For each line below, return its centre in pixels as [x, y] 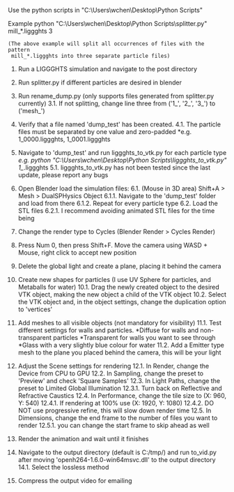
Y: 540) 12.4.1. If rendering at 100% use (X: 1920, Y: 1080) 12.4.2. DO [116, 403]
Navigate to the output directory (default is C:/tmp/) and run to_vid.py [117, 452]
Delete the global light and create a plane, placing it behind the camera [119, 266]
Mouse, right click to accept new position [77, 253]
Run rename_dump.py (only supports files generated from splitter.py [116, 96]
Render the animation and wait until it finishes [83, 439]
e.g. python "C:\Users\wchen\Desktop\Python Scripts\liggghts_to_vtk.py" [122, 160]
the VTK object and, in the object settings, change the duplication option [122, 302]
